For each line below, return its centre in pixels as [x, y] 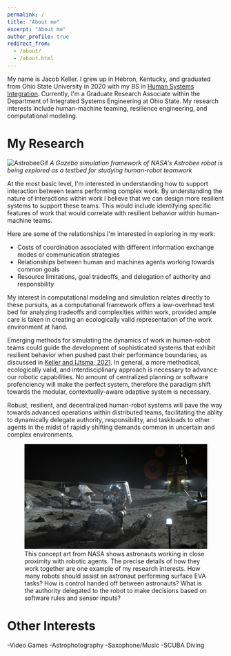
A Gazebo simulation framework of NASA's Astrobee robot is [136, 163]
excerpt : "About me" [37, 29]
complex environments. [40, 434]
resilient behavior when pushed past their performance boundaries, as [107, 355]
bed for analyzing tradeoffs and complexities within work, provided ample [112, 312]
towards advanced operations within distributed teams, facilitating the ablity [115, 412]
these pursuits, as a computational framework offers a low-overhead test [111, 304]
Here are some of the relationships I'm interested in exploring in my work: [111, 234]
